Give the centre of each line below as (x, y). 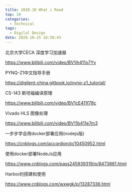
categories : (17, 19)
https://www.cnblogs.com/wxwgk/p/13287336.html (58, 184)
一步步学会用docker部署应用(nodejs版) (45, 133)
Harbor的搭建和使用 (25, 174)
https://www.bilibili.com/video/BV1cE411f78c (51, 103)
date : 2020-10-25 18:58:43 (33, 38)
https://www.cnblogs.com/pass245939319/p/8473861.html (66, 164)
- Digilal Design (28, 33)
